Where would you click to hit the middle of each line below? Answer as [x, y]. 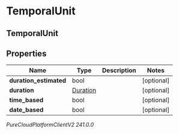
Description [119, 70]
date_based [26, 110]
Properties [26, 53]
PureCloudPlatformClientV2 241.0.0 [50, 125]
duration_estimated [38, 81]
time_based [26, 100]
